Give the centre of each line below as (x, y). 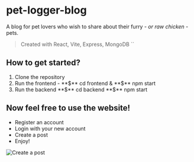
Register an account (39, 122)
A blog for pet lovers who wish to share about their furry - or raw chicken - (97, 27)
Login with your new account (50, 128)
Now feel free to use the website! (68, 108)
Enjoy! (22, 141)
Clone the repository (40, 77)
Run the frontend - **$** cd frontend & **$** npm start (85, 83)
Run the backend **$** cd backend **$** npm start (81, 90)
